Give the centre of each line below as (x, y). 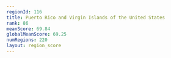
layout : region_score (34, 46)
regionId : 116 (24, 12)
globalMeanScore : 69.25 (37, 34)
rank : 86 (17, 23)
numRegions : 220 (27, 40)
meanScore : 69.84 (28, 29)
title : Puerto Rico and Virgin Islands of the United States (86, 18)
